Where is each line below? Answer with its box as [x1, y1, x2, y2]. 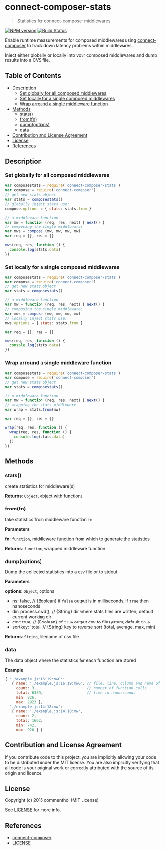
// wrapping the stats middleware [5, 402, 77, 407]
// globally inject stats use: [5, 201, 70, 207]
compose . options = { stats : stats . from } [5, 206, 92, 211]
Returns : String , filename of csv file [5, 634, 79, 640]
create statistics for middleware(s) [5, 483, 75, 489]
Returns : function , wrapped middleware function [5, 545, 106, 551]
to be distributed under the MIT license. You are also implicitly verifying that [5, 759, 160, 765]
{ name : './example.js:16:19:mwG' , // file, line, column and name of [11, 681, 161, 686]
